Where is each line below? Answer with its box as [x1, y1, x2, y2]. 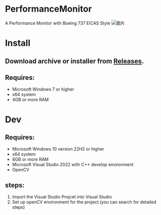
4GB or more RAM [12, 97, 49, 103]
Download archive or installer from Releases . [5, 57, 144, 65]
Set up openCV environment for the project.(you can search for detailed [12, 199, 157, 205]
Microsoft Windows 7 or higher [12, 86, 74, 92]
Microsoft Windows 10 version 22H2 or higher [12, 146, 105, 152]
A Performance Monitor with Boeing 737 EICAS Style [5, 20, 110, 26]
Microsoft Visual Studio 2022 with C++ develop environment [12, 162, 134, 168]
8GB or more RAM [12, 156, 49, 162]
